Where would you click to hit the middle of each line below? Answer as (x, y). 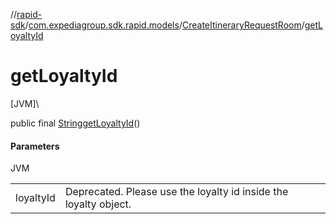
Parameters (35, 146)
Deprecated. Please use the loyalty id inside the (176, 192)
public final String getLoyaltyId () (75, 123)
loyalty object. (98, 204)
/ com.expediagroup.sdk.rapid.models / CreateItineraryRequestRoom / (164, 25)
